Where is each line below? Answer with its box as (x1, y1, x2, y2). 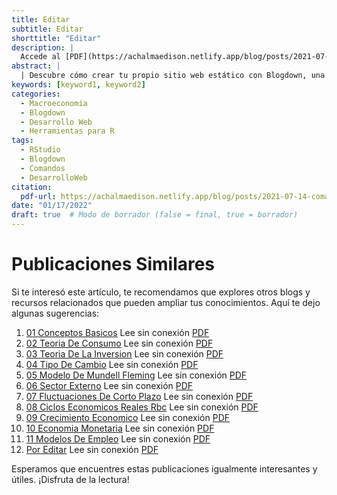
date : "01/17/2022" (11, 201, 93, 211)
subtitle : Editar (11, 24, 84, 34)
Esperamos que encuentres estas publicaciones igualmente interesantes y (11, 462, 318, 475)
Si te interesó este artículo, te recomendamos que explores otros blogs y (11, 286, 311, 298)
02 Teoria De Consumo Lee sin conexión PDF (25, 337, 214, 349)
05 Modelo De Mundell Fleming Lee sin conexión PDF (25, 369, 248, 381)
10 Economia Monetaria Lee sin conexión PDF (25, 422, 215, 434)
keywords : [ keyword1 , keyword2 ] (11, 80, 146, 90)
